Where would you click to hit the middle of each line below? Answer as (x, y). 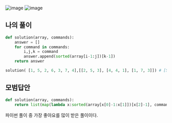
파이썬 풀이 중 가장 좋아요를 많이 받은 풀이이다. (52, 115)
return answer (29, 61)
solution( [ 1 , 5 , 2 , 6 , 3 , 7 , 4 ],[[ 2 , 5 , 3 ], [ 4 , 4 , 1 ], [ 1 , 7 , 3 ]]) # (83, 71)
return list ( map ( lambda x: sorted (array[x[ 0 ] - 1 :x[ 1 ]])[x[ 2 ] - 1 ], (83, 105)
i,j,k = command (41, 52)
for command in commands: (42, 47)
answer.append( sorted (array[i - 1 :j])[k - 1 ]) (70, 56)
